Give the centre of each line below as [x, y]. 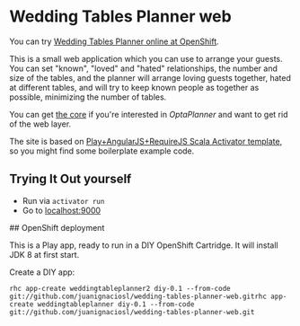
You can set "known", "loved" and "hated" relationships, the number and [144, 68]
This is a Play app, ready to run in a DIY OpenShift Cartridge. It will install [144, 245]
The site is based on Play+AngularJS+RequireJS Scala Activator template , [146, 141]
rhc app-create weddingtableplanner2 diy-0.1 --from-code [120, 288]
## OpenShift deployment [57, 227]
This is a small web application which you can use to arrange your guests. [146, 58]
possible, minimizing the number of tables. [88, 97]
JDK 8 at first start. [44, 254]
